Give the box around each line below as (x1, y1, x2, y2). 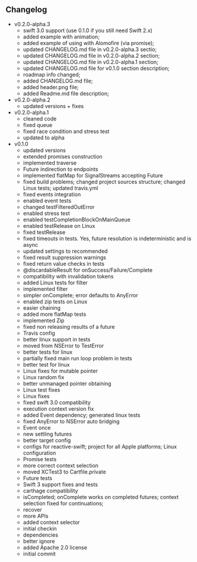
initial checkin (23, 525, 57, 532)
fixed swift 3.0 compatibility (23, 399, 91, 406)
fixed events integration (23, 190, 81, 198)
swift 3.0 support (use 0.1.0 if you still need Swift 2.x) (23, 27, 152, 34)
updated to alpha (23, 134, 65, 141)
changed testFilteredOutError (23, 203, 95, 210)
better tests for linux (23, 348, 72, 355)
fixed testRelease (23, 228, 66, 236)
